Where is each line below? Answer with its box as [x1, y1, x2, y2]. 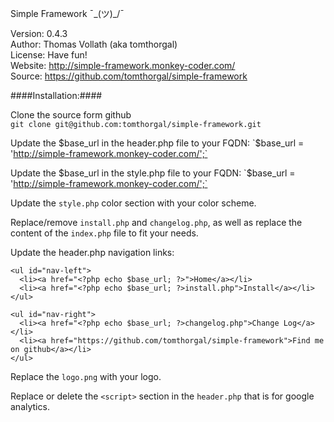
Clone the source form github [10, 109, 132, 121]
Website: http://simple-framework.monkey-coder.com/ [10, 60, 236, 71]
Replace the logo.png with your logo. [10, 371, 162, 382]
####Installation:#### [10, 90, 103, 101]
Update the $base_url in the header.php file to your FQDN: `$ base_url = [10, 137, 305, 149]
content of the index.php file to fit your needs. [10, 227, 199, 239]
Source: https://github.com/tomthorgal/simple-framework [10, 70, 248, 82]
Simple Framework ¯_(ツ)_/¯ [10, 8, 125, 19]
